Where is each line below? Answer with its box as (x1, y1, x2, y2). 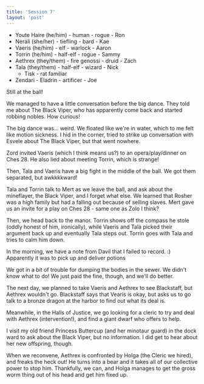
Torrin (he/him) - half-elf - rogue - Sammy (15, 50, 121, 58)
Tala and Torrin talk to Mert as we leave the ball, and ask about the (6, 186, 173, 193)
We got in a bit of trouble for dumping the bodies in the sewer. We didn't (6, 266, 187, 273)
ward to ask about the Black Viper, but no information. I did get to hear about (6, 333, 198, 340)
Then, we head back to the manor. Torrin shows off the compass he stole (6, 217, 189, 224)
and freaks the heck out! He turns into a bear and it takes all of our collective (6, 358, 198, 365)
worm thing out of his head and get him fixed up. (6, 371, 129, 378)
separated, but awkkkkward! (6, 173, 78, 181)
